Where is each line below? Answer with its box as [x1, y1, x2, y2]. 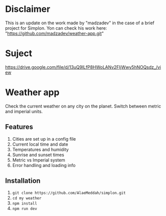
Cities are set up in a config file [12, 136, 76, 142]
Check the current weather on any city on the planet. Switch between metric [5, 103, 161, 109]
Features [5, 123, 33, 131]
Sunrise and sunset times [12, 152, 64, 158]
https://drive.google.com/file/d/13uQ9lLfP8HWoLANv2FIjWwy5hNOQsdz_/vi [5, 64, 161, 70]
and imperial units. [5, 108, 43, 114]
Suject [5, 48, 32, 59]
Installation [5, 177, 41, 185]
